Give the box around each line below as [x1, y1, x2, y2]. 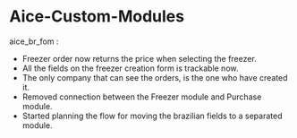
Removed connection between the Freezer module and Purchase [21, 91, 262, 102]
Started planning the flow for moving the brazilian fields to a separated [21, 110, 283, 121]
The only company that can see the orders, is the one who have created [21, 72, 288, 82]
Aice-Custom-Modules [9, 6, 185, 27]
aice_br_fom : [9, 36, 59, 47]
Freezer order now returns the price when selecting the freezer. [21, 53, 257, 64]
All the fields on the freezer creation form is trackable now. [21, 63, 239, 73]
